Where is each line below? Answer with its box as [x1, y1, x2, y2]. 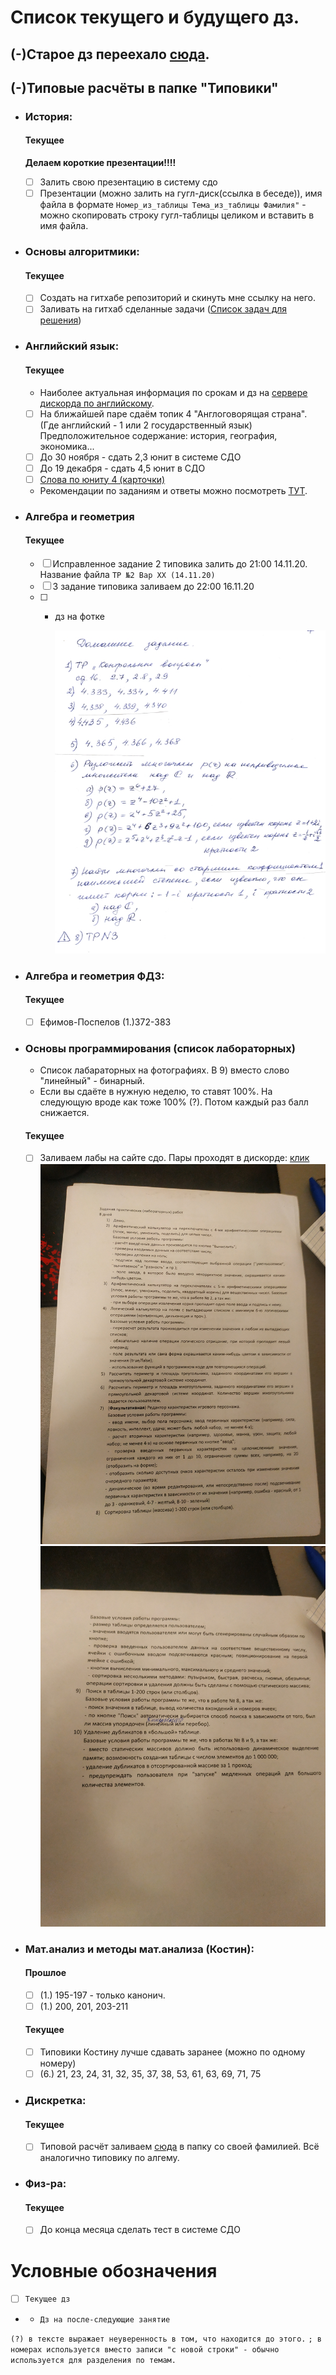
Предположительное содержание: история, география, [39, 429, 278, 441]
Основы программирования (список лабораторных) [24, 1041, 296, 1055]
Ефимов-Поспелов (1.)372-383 [39, 1016, 172, 1028]
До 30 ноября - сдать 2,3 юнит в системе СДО [39, 451, 242, 463]
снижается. [39, 1107, 90, 1119]
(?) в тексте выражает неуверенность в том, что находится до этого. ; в [10, 2334, 322, 2344]
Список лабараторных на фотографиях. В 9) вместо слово [39, 1064, 290, 1076]
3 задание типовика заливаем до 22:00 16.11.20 [52, 580, 255, 592]
